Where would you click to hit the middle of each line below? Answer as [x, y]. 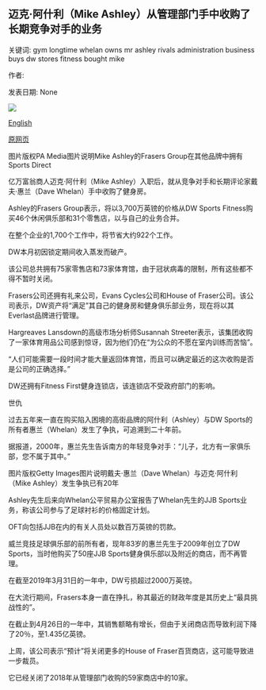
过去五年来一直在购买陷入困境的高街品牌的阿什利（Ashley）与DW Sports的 [131, 419]
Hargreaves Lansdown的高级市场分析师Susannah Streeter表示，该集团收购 [131, 332]
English [20, 122]
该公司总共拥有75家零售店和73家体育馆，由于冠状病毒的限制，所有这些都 [127, 268]
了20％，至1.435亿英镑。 [49, 634]
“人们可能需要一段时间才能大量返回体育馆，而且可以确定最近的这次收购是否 [131, 359]
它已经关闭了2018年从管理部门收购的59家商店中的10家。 [100, 677]
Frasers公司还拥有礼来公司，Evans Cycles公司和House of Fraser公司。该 [127, 295]
